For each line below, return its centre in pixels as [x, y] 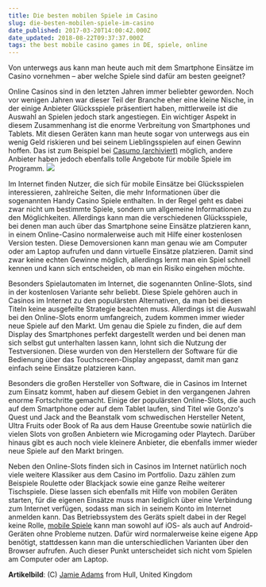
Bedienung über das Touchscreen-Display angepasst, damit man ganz [123, 360]
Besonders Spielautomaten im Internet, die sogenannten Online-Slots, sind [130, 284]
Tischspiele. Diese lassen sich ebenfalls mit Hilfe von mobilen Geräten [123, 492]
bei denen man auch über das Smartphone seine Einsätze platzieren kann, [130, 226]
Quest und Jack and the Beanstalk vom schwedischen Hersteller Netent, [127, 417]
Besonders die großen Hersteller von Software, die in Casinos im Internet [128, 384]
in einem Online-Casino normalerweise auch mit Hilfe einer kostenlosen [125, 234]
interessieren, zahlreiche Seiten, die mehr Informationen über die [114, 192]
